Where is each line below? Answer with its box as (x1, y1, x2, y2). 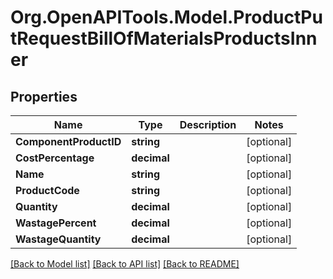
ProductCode (15, 184, 80, 197)
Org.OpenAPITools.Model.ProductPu (10, 6, 323, 29)
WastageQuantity (15, 232, 102, 246)
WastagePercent (15, 216, 97, 230)
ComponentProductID (15, 135, 122, 148)
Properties (10, 88, 78, 105)
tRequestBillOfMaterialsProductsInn (10, 27, 318, 50)
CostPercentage (15, 151, 95, 165)
